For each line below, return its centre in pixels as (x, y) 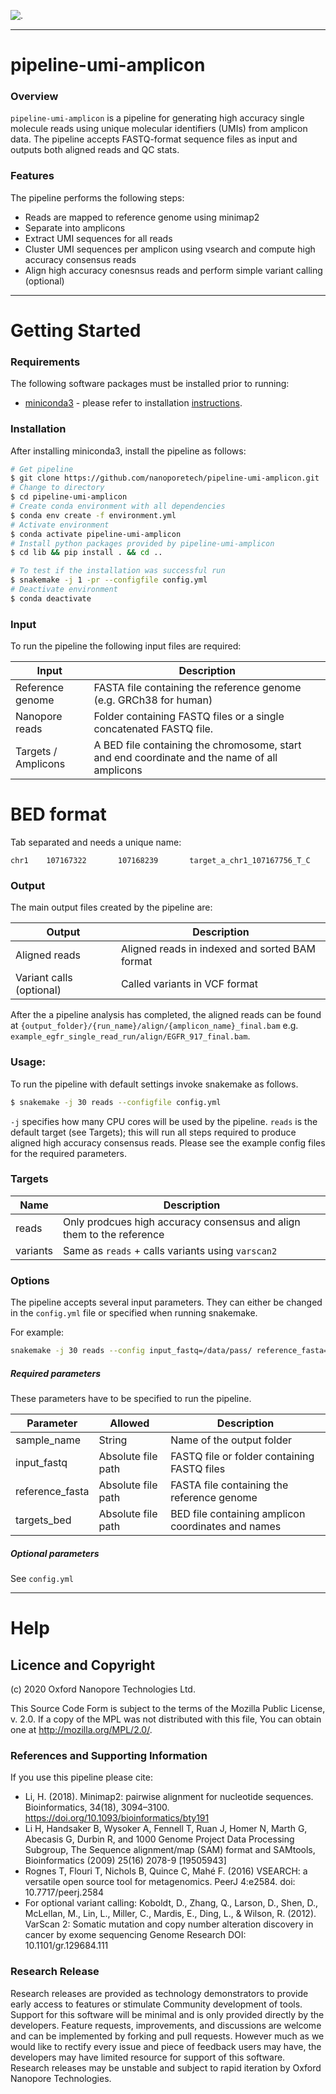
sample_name (48, 1440)
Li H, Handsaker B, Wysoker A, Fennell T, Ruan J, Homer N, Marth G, (166, 1829)
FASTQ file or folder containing (242, 1456)
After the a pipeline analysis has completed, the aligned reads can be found (166, 1015)
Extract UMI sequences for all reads (98, 238)
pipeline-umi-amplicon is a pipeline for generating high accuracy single (157, 118)
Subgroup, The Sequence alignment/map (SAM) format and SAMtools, (170, 1850)
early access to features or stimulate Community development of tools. (156, 2004)
